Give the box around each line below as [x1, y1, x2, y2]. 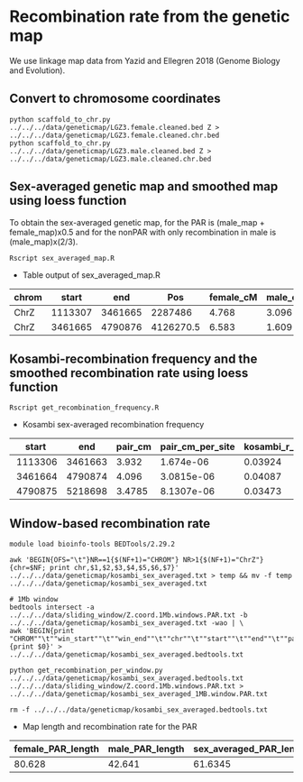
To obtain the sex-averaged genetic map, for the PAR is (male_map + [9, 216, 265, 227]
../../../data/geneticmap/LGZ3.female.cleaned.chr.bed [9, 131, 220, 140]
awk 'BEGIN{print [9, 627, 75, 636]
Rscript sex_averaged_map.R [9, 253, 115, 262]
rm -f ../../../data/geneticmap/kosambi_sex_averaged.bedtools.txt [9, 705, 269, 714]
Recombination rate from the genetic [9, 6, 290, 27]
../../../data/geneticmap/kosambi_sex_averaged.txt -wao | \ [9, 619, 244, 628]
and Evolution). [9, 65, 66, 76]
